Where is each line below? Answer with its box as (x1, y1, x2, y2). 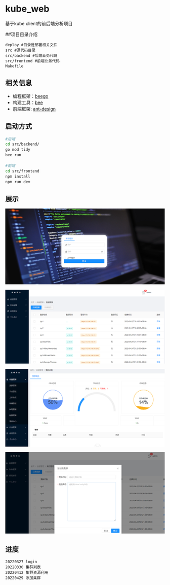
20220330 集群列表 (5, 565, 41, 570)
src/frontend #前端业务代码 (5, 58, 60, 63)
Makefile (5, 63, 24, 68)
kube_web (5, 3, 50, 15)
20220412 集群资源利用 (5, 570, 49, 575)
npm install (5, 174, 30, 179)
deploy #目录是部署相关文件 (5, 42, 58, 47)
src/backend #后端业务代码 (5, 53, 58, 58)
